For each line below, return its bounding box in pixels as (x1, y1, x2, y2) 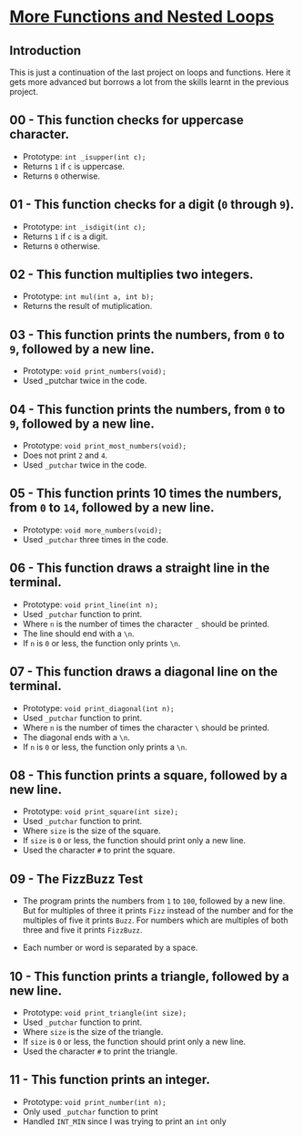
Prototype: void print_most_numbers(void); (22, 440, 187, 451)
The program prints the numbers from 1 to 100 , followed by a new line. (22, 895, 286, 906)
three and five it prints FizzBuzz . (22, 924, 143, 935)
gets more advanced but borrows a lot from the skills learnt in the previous (9, 77, 289, 88)
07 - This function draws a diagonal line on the (9, 664, 278, 680)
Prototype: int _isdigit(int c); (22, 221, 146, 232)
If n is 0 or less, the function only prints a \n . (22, 741, 188, 752)
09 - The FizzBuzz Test (9, 871, 144, 886)
